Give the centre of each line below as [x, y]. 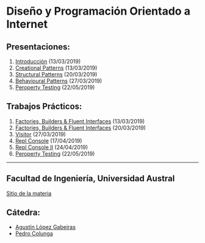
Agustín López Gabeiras [45, 227]
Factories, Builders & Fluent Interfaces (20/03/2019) [81, 128]
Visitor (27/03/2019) [40, 134]
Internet [27, 24]
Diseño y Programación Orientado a [99, 11]
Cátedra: [23, 213]
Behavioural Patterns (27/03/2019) [59, 81]
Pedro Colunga [34, 234]
